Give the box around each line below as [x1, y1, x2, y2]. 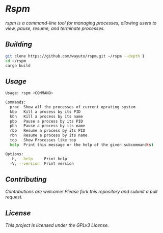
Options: [5, 151, 24, 157]
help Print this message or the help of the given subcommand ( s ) [10, 142, 154, 148]
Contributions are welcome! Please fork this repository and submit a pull [5, 189, 158, 195]
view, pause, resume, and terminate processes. [5, 25, 105, 31]
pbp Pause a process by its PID [10, 119, 83, 124]
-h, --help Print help [10, 156, 67, 161]
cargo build [5, 63, 31, 68]
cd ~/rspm [5, 58, 26, 64]
